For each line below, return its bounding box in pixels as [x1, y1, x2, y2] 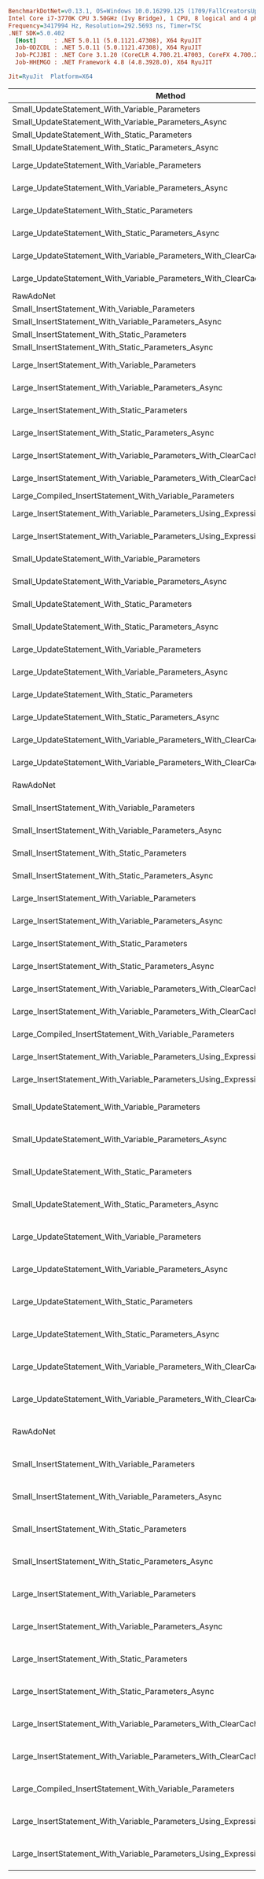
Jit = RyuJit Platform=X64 [8, 72, 93, 80]
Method [156, 90, 186, 101]
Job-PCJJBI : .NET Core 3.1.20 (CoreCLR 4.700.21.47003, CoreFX [15, 51, 230, 59]
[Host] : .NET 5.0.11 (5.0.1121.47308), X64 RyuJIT [15, 36, 202, 44]
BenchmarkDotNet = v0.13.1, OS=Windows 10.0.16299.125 [8, 7, 185, 15]
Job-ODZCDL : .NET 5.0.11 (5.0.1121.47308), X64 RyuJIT [15, 44, 202, 52]
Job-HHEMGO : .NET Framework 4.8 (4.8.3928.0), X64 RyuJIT [15, 58, 213, 67]
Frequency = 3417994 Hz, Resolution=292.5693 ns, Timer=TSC [8, 21, 202, 30]
